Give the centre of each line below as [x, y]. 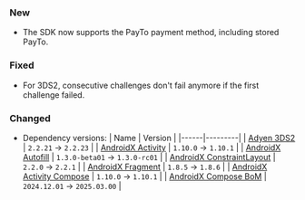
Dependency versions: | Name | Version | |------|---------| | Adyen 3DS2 [159, 138]
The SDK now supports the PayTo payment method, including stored [151, 33]
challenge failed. [54, 95]
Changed [30, 118]
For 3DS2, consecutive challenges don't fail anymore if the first [141, 85]
